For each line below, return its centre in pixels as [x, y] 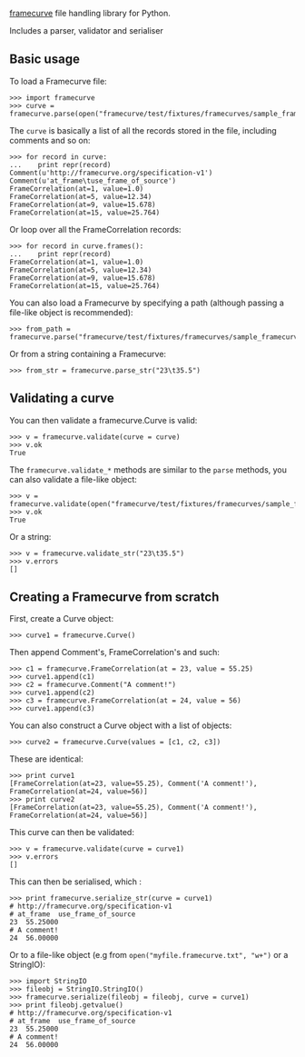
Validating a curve [62, 399]
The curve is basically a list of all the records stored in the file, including [143, 130]
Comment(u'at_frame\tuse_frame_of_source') [93, 181]
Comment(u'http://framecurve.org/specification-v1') [111, 173]
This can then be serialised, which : [76, 882]
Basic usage [44, 60]
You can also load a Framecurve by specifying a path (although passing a [147, 303]
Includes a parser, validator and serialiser [86, 30]
